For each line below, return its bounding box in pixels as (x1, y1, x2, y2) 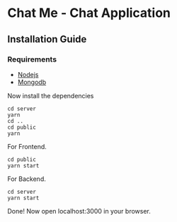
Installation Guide (7, 33, 87, 45)
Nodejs (17, 70, 39, 78)
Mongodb (17, 78, 47, 86)
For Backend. (7, 175, 46, 183)
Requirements (7, 54, 57, 64)
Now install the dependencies (7, 91, 94, 100)
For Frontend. (7, 142, 47, 151)
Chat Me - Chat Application (7, 5, 171, 21)
